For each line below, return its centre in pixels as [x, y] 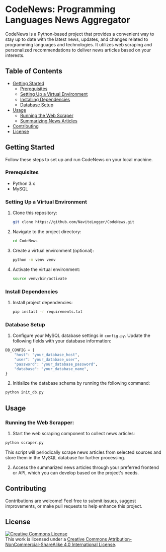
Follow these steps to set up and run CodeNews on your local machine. [79, 159]
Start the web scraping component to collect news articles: [74, 433]
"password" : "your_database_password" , [56, 364]
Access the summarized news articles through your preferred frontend [86, 467]
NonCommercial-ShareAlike [34, 544]
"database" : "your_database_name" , [52, 369]
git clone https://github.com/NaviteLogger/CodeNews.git [73, 222]
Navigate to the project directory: [47, 232]
